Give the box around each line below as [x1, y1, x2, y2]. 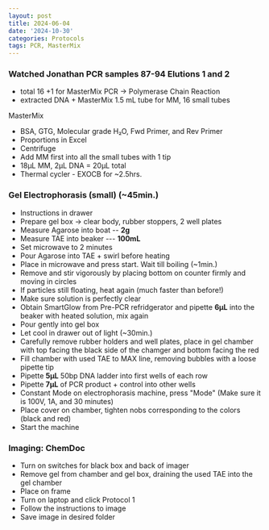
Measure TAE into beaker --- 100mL [19, 233, 141, 243]
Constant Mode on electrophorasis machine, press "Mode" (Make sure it [19, 388, 261, 398]
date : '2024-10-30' [8, 27, 74, 35]
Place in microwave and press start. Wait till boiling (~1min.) [19, 259, 218, 269]
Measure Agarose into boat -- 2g [19, 225, 130, 235]
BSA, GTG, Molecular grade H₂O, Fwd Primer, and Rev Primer [19, 127, 223, 136]
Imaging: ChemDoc [8, 442, 86, 453]
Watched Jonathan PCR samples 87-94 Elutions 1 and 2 [8, 69, 230, 80]
